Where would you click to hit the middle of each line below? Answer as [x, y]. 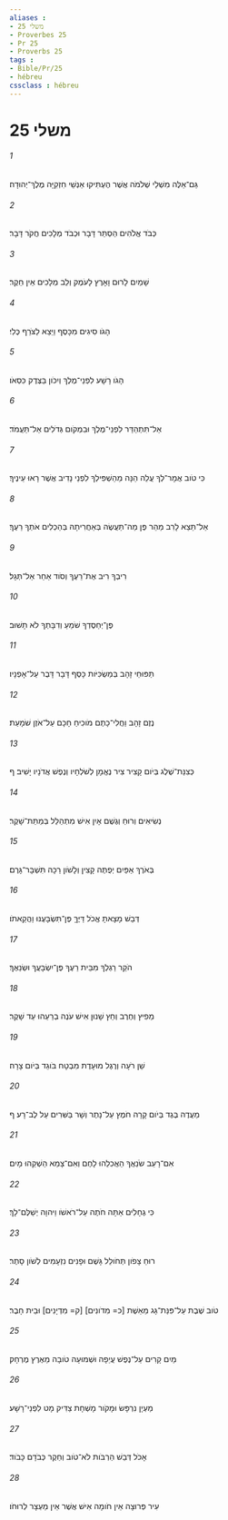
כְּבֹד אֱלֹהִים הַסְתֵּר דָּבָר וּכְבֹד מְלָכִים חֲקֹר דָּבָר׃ [83, 233]
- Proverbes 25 [38, 35]
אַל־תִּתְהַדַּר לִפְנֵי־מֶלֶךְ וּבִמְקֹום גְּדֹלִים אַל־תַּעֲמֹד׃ [85, 429]
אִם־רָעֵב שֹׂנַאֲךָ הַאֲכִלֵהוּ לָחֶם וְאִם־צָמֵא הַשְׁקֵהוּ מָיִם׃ [92, 1163]
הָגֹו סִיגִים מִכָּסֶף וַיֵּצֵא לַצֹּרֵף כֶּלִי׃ [60, 331]
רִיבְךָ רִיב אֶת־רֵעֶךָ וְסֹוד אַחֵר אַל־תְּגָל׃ [68, 576]
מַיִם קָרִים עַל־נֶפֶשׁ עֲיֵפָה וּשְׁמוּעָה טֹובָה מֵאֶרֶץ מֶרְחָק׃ [93, 1358]
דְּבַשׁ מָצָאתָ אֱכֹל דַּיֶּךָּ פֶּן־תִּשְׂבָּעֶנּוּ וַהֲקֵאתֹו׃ [74, 919]
